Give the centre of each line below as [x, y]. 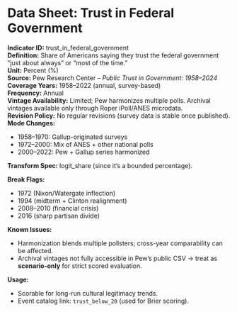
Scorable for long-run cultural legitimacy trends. [87, 293]
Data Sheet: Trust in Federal [91, 13]
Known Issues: [30, 229]
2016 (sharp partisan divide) [59, 216]
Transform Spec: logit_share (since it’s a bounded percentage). [100, 165]
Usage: [18, 279]
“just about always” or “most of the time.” [68, 62]
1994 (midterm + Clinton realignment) [72, 201]
